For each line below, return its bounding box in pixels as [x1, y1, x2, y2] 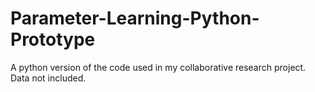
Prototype [10, 28, 96, 51]
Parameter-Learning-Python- [10, 7, 260, 30]
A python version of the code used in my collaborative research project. [10, 61, 307, 73]
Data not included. [10, 72, 87, 84]
